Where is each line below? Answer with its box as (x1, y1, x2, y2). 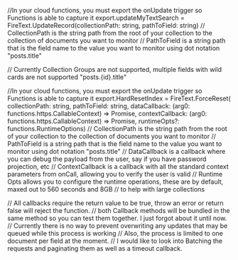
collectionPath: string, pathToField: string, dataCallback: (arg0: (7, 102, 190, 110)
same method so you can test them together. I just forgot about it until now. (7, 214, 227, 222)
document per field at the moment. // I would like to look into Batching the (7, 236, 222, 245)
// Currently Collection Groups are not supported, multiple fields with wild (7, 66, 222, 73)
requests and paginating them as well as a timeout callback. (7, 244, 183, 252)
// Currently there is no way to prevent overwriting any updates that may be (7, 222, 228, 230)
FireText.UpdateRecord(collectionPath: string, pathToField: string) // (7, 21, 205, 29)
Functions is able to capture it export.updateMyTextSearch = (7, 14, 185, 22)
